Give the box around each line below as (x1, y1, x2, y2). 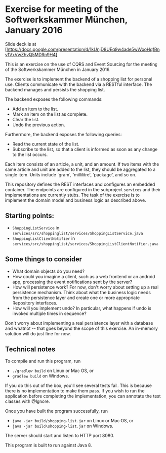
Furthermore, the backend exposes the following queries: (5, 131, 122, 137)
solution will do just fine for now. (5, 330, 71, 336)
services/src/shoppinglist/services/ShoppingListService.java (12, 231, 143, 236)
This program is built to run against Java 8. (5, 442, 92, 448)
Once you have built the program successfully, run (5, 408, 108, 414)
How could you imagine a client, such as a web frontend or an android (12, 273, 155, 279)
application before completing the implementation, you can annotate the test (5, 393, 161, 399)
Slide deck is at (5, 41, 36, 47)
